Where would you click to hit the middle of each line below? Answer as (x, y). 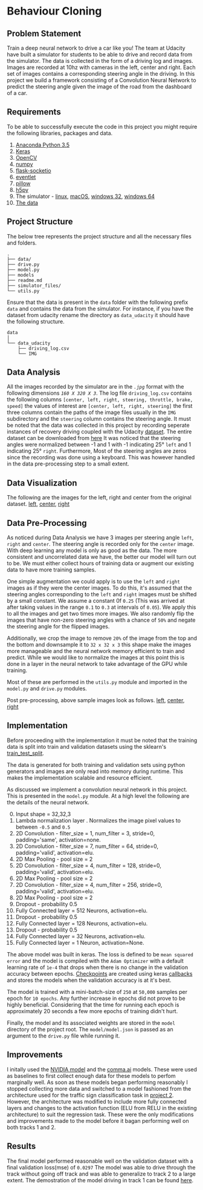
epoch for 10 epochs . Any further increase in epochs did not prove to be (96, 998)
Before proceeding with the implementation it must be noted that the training (102, 740)
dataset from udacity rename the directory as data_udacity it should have (98, 315)
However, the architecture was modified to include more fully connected (97, 1101)
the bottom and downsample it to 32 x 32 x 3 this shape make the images (99, 645)
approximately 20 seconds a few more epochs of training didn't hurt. (92, 1011)
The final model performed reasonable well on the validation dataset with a (100, 1161)
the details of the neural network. (48, 802)
